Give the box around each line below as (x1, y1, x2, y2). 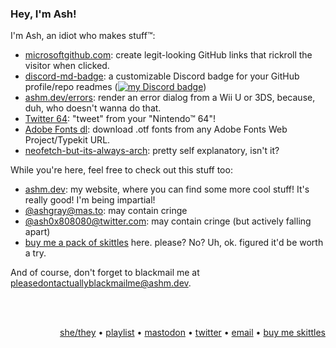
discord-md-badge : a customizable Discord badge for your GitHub (24, 70, 300, 82)
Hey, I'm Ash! (10, 7, 77, 21)
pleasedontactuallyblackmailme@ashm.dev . (10, 277, 192, 289)
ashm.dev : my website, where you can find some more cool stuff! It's (24, 183, 310, 196)
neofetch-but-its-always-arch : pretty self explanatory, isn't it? (24, 145, 280, 157)
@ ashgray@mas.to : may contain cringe (24, 205, 188, 217)
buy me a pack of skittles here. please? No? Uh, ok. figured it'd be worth (24, 237, 324, 249)
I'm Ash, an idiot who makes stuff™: (10, 30, 156, 42)
